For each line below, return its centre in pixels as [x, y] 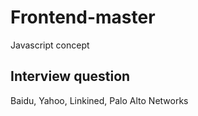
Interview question [70, 76]
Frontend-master [83, 17]
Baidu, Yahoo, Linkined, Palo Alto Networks [99, 100]
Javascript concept [50, 45]
